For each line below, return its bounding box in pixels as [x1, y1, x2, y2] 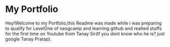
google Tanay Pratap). [5, 36, 52, 42]
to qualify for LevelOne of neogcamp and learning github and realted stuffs [5, 25, 162, 31]
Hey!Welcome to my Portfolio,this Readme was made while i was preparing [5, 20, 162, 26]
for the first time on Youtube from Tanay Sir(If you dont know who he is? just [5, 30, 165, 36]
